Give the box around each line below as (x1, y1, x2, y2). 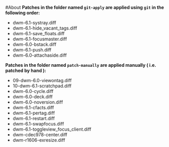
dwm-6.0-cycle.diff (12, 88, 54, 94)
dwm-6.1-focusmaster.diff (12, 36, 67, 42)
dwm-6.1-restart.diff (12, 115, 55, 121)
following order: (5, 10, 40, 16)
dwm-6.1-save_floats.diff (12, 31, 65, 36)
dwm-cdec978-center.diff (12, 132, 67, 137)
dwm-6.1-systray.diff (12, 20, 56, 26)
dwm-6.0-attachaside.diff (12, 52, 67, 58)
